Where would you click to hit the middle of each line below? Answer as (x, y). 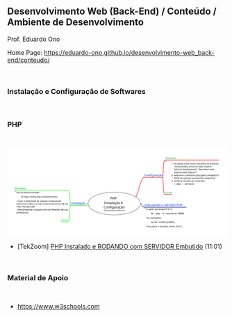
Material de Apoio (38, 277)
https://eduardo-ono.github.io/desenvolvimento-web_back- (130, 52)
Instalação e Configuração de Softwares (76, 91)
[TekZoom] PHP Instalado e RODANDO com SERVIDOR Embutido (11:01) (119, 246)
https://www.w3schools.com (58, 307)
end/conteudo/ (28, 60)
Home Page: (25, 52)
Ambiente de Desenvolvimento (76, 23)
